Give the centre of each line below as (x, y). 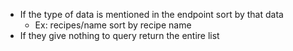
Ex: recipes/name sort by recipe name (113, 25)
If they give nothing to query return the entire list (119, 35)
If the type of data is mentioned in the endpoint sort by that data (151, 14)
